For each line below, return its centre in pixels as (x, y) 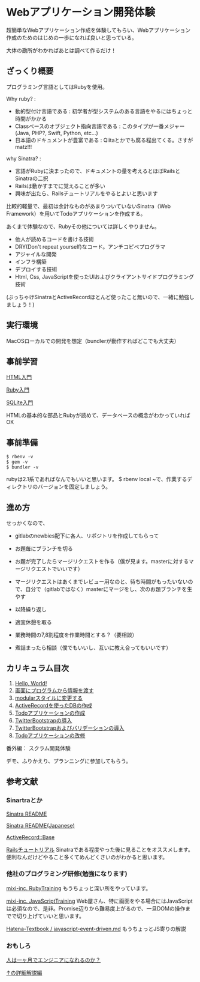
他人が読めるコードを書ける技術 (54, 239)
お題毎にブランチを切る (44, 548)
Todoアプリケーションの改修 (50, 735)
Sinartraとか (25, 801)
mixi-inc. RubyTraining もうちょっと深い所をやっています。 (79, 888)
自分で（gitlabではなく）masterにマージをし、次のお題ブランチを (106, 589)
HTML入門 (19, 377)
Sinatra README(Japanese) (40, 825)
